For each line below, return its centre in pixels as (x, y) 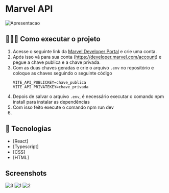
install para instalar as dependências (51, 102)
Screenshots (26, 173)
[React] (20, 141)
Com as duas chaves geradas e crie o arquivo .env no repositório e (83, 67)
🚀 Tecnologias (28, 129)
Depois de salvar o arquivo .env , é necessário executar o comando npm (88, 96)
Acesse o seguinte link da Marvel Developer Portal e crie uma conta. (85, 51)
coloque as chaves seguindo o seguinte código (62, 73)
